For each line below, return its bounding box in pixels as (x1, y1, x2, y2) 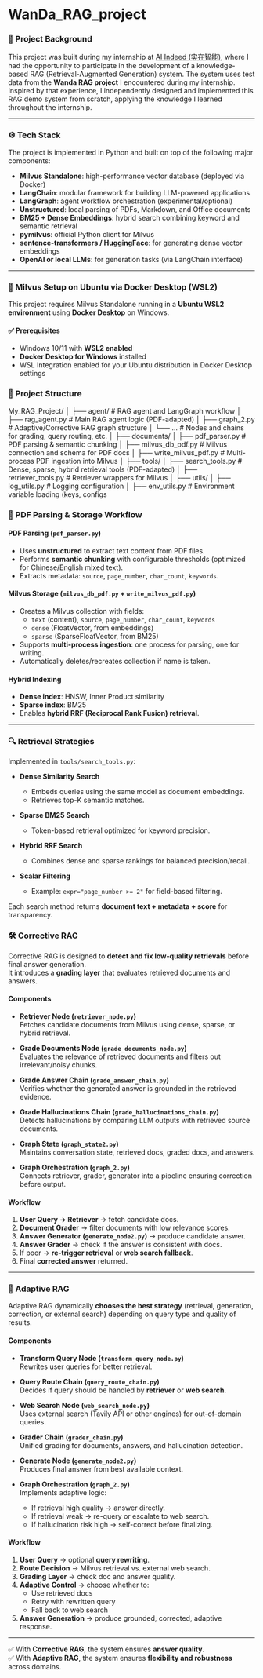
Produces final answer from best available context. (19, 1464, 184, 1473)
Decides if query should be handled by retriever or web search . (19, 1385, 227, 1395)
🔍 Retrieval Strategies (8, 736, 95, 747)
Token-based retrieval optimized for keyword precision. (31, 826, 211, 835)
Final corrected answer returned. (19, 1257, 128, 1266)
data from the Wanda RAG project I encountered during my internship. (8, 78, 236, 87)
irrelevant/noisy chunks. (19, 1060, 98, 1069)
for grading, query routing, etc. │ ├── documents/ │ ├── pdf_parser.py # (8, 431, 247, 440)
